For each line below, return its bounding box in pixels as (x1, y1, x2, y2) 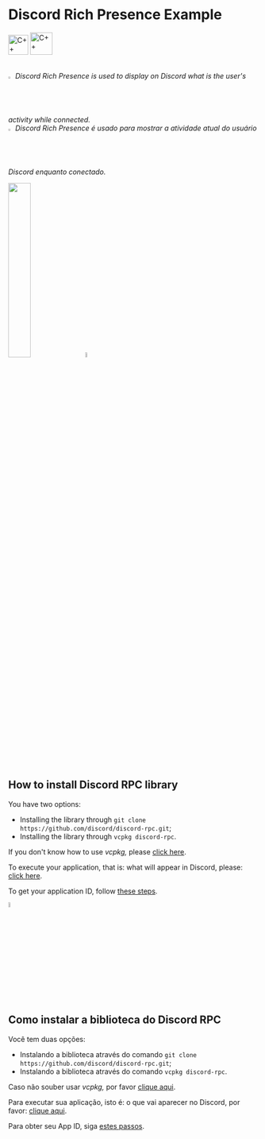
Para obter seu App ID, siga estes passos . (8, 1121, 145, 1130)
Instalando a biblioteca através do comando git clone (19, 1049, 197, 1059)
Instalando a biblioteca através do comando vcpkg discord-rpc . (19, 1067, 228, 1076)
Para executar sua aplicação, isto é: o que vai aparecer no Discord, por (8, 1097, 240, 1106)
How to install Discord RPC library (8, 778, 179, 792)
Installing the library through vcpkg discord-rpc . (19, 831, 177, 841)
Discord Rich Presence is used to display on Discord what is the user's (15, 71, 247, 80)
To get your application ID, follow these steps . (8, 886, 158, 896)
